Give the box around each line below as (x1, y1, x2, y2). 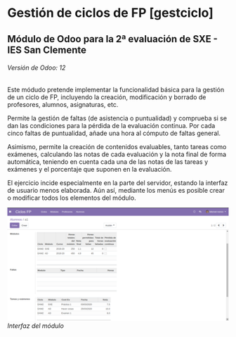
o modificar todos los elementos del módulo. (7, 193, 136, 202)
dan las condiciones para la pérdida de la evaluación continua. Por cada (7, 121, 216, 129)
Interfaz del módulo (7, 322, 65, 330)
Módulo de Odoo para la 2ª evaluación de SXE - (7, 33, 218, 45)
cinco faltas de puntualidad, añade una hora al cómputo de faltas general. (7, 129, 221, 137)
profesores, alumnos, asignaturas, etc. (7, 100, 119, 108)
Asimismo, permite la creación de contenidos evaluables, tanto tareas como (7, 142, 227, 151)
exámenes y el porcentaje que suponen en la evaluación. (7, 165, 172, 173)
